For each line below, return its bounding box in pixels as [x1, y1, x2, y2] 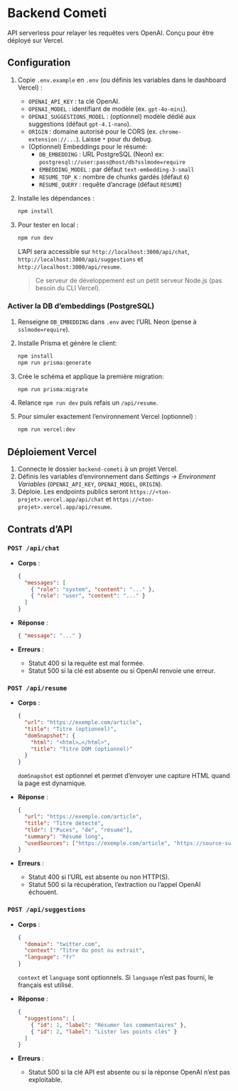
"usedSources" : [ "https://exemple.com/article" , [24, 839, 171, 847]
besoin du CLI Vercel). [35, 283, 101, 292]
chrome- [158, 128, 182, 136]
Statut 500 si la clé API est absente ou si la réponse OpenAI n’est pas [28, 1068, 231, 1077]
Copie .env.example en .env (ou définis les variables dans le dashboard [17, 75, 226, 84]
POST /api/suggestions [7, 905, 86, 914]
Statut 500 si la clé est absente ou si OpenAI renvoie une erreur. [28, 666, 215, 675]
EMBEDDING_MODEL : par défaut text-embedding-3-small [38, 165, 195, 174]
